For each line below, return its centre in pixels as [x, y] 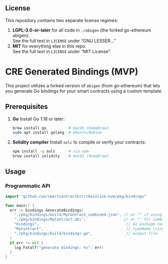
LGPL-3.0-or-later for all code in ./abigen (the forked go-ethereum [82, 30]
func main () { [20, 205]
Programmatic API [28, 186]
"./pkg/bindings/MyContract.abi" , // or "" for [82, 220]
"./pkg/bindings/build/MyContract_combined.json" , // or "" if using [88, 215]
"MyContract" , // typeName [82, 229]
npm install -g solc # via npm [50, 152]
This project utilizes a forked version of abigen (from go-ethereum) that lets [83, 85]
